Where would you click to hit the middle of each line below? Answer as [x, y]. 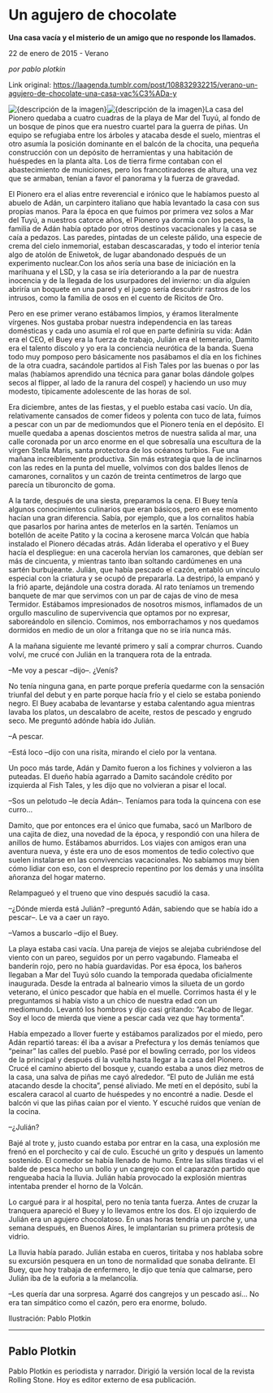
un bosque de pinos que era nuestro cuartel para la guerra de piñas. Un [128, 126]
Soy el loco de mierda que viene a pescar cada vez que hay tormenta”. [127, 1017]
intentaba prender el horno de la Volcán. [76, 1186]
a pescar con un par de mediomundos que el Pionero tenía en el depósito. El [136, 424]
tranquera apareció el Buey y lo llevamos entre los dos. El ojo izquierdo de [132, 1210]
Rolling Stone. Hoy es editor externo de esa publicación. [102, 1379]
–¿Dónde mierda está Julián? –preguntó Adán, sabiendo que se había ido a [133, 908]
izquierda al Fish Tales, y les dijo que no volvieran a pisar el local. [118, 785]
